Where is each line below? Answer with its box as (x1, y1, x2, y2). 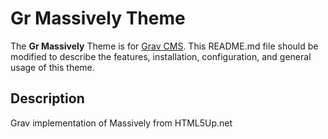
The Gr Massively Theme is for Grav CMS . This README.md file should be (10, 40, 319, 52)
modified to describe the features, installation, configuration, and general (10, 50, 312, 62)
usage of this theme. (10, 61, 95, 73)
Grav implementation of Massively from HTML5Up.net (10, 117, 233, 129)
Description (10, 90, 85, 107)
